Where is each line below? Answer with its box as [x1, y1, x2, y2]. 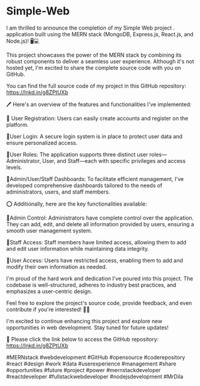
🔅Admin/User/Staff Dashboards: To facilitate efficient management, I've [6, 175, 184, 182]
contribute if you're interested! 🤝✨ [6, 306, 90, 313]
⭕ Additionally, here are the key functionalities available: [6, 200, 148, 207]
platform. [6, 121, 29, 128]
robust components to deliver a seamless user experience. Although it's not [6, 57, 195, 65]
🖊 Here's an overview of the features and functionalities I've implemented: [6, 101, 192, 108]
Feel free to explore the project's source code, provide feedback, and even [6, 299, 192, 306]
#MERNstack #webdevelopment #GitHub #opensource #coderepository [6, 353, 186, 361]
